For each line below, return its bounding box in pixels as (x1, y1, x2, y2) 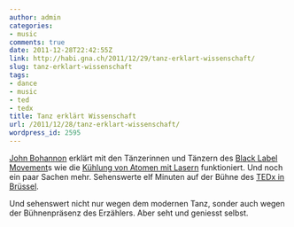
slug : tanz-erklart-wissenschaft (9, 63, 133, 72)
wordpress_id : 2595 (9, 129, 81, 137)
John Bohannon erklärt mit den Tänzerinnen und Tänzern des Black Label (9, 153, 278, 163)
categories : (9, 21, 53, 30)
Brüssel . (9, 181, 40, 192)
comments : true (9, 37, 66, 47)
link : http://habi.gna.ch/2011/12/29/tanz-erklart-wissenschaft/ (9, 54, 255, 63)
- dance (9, 79, 38, 88)
